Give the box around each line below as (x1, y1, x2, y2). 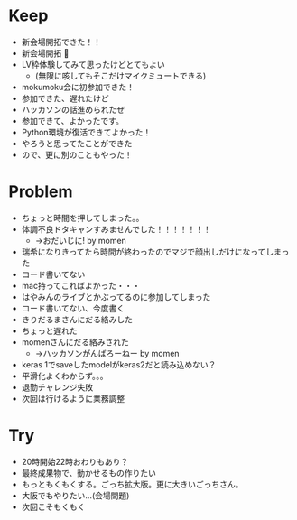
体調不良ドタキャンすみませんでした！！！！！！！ (21, 223, 211, 235)
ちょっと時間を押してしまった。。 (21, 212, 144, 223)
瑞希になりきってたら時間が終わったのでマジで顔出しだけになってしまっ (21, 246, 290, 257)
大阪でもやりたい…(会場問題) (21, 489, 130, 501)
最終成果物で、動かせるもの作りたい (21, 467, 157, 478)
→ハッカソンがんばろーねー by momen (34, 348, 180, 358)
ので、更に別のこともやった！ (21, 149, 133, 160)
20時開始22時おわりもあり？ (21, 456, 129, 467)
